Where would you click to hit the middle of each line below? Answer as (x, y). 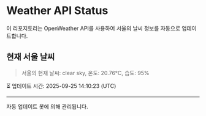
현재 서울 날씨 (31, 57)
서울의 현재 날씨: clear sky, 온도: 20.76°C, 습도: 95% (85, 73)
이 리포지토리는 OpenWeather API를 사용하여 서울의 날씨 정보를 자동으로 (93, 28)
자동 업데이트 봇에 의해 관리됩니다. (47, 106)
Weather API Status (57, 11)
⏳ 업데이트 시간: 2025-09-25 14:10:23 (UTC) (61, 85)
